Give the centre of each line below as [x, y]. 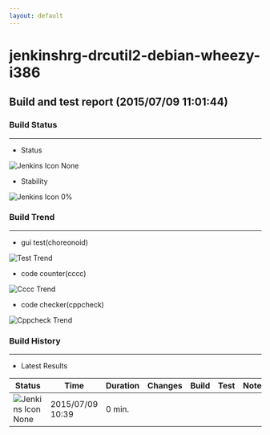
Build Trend [32, 217]
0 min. [118, 409]
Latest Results [44, 366]
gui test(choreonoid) [54, 242]
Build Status [33, 125]
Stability [34, 181]
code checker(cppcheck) [62, 304]
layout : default [36, 16]
